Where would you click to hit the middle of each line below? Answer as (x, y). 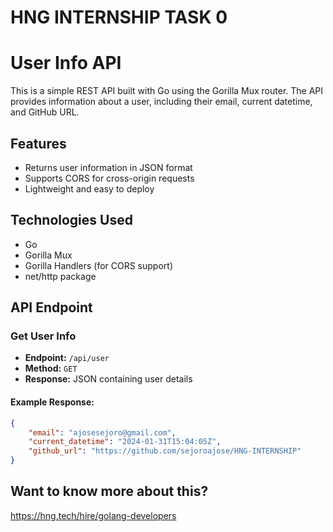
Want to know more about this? (109, 491)
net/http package (60, 276)
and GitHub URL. (45, 112)
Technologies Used (71, 220)
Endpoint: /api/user (67, 358)
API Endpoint (51, 307)
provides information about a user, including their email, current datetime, (161, 102)
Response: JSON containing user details (108, 379)
